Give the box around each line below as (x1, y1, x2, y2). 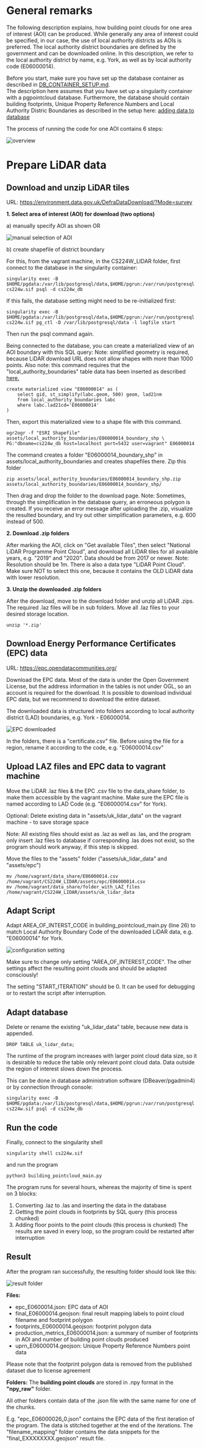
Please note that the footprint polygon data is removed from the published (6, 1360, 192, 1368)
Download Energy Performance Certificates (6, 639, 176, 649)
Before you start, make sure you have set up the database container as (6, 74, 185, 82)
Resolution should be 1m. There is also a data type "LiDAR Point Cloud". (6, 561, 186, 568)
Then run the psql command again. (6, 330, 94, 337)
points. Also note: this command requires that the (6, 361, 130, 368)
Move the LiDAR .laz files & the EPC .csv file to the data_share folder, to (6, 787, 185, 795)
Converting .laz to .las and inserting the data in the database (15, 1202, 167, 1209)
